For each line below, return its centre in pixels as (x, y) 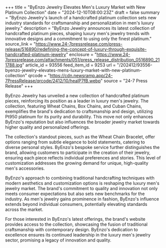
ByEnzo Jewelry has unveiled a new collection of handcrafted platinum (77, 96)
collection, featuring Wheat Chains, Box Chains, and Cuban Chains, (74, 106)
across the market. (24, 209)
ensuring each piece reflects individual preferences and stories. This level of (83, 158)
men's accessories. (25, 168)
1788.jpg (14, 65)
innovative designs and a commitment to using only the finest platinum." (79, 39)
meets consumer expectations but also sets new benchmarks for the (75, 194)
